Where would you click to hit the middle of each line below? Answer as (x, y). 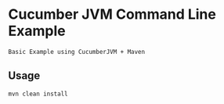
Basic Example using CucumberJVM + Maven (77, 52)
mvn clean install (38, 94)
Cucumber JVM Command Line (112, 14)
